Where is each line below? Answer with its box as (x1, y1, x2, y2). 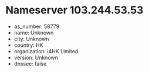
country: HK (13, 42, 43, 49)
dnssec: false (13, 60, 47, 67)
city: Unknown (13, 35, 49, 42)
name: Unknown (13, 29, 54, 36)
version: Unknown (13, 54, 58, 61)
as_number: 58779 (13, 23, 60, 30)
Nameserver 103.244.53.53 (5, 4, 144, 17)
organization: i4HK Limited (13, 47, 79, 54)
